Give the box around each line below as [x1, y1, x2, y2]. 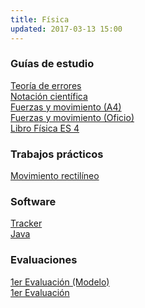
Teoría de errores [10, 79, 82, 91]
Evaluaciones [10, 253, 78, 267]
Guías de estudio [10, 57, 95, 71]
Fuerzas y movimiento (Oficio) [10, 111, 135, 123]
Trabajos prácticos [10, 147, 104, 161]
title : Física [10, 14, 70, 25]
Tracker [10, 217, 43, 230]
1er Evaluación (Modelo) [10, 276, 110, 288]
